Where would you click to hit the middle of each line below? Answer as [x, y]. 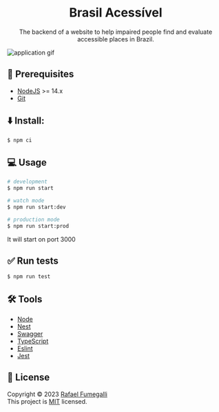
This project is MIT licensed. [47, 401]
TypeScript [33, 341]
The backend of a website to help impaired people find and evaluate [116, 32]
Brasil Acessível [116, 13]
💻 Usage [27, 163]
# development [28, 182]
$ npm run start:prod [38, 226]
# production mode [33, 219]
